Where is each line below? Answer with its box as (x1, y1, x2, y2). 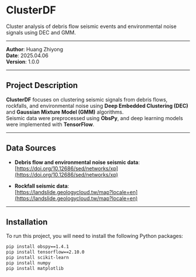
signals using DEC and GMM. (6, 29, 76, 36)
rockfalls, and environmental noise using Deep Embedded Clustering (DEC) (6, 102, 188, 109)
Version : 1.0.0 (6, 58, 40, 65)
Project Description (6, 80, 78, 90)
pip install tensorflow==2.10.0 (6, 249, 85, 255)
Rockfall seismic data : (14, 182, 69, 190)
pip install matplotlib (6, 265, 64, 271)
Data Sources (6, 143, 57, 153)
